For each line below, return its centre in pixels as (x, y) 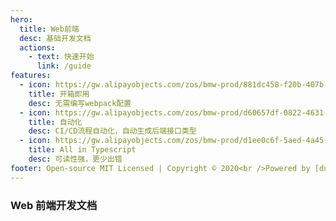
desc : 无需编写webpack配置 (80, 103)
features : (31, 76)
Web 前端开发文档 (54, 205)
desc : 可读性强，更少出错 (75, 159)
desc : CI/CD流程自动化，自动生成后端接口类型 (112, 131)
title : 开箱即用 (59, 94)
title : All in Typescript (82, 150)
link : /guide (64, 66)
